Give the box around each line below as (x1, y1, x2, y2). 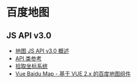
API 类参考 (15, 55, 42, 62)
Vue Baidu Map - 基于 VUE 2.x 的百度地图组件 (15, 70, 131, 77)
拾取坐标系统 (15, 62, 48, 70)
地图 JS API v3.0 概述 (15, 47, 69, 54)
